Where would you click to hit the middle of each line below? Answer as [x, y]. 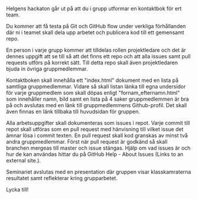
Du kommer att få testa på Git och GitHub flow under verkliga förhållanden [96, 26]
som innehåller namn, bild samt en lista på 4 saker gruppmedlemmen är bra [98, 99]
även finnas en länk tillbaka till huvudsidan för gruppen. [73, 112]
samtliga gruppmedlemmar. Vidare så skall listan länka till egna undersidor [96, 87]
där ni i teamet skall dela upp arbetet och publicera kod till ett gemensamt [95, 32]
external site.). [24, 160]
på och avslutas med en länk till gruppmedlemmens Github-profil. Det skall [96, 105]
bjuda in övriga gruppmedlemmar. [47, 69]
